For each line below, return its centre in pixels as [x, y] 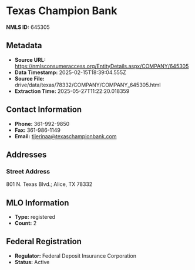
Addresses [26, 154]
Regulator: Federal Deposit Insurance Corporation [75, 256]
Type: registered [35, 217]
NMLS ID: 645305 [28, 27]
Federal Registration [44, 241]
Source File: [30, 78]
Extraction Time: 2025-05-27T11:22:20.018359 [72, 91]
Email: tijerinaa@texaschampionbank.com [65, 136]
